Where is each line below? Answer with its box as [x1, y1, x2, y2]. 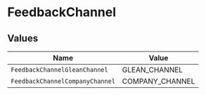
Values [7, 32, 39, 44]
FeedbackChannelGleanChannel [11, 66, 108, 74]
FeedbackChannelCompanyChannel [11, 77, 116, 85]
